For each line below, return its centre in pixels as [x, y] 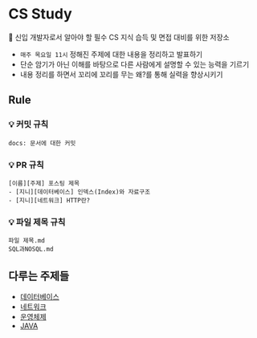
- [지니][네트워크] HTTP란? [49, 200]
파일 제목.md [27, 241]
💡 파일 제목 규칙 [37, 222]
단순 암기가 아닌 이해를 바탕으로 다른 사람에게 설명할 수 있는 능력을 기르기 [135, 64]
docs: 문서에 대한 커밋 [42, 143]
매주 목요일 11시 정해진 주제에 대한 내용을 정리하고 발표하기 [111, 54]
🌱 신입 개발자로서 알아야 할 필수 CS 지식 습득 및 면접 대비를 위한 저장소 [119, 37]
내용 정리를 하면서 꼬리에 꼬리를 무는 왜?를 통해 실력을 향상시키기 [121, 74]
